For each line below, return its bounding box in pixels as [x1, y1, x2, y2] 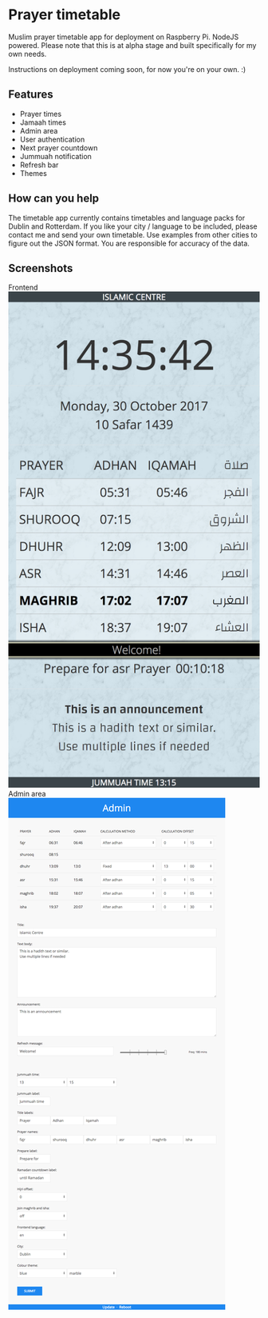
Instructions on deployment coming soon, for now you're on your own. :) [8, 64, 246, 74]
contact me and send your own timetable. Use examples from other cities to [8, 230, 258, 239]
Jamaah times [19, 118, 66, 127]
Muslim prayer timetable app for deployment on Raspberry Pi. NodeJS [8, 32, 239, 42]
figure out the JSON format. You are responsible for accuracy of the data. [8, 238, 250, 248]
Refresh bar [19, 160, 59, 170]
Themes [19, 168, 48, 178]
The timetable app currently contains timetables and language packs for [8, 213, 246, 222]
